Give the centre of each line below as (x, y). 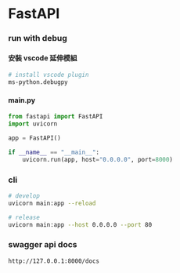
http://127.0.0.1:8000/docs (54, 261)
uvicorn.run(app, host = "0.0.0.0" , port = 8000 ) (98, 159)
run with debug (38, 38)
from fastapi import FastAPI (56, 117)
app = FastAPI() (34, 138)
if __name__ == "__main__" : (54, 152)
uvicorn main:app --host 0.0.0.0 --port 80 (80, 224)
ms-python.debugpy (38, 82)
